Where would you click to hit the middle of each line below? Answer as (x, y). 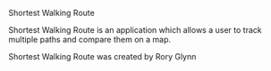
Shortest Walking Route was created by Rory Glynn (102, 56)
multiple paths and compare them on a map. (90, 39)
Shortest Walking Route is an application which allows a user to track (135, 30)
